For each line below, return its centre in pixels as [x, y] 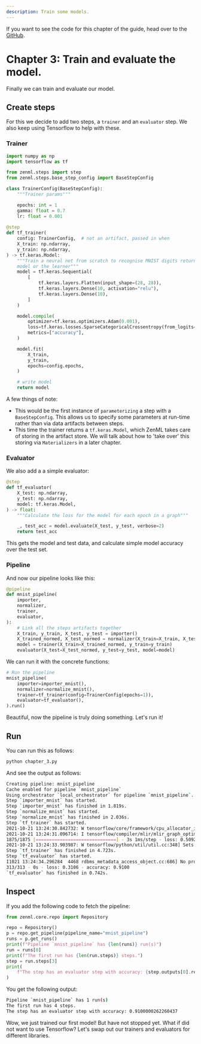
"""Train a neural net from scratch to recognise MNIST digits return [107, 261]
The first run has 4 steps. [41, 1006]
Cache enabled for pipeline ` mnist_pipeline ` [64, 789]
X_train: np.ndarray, [44, 244]
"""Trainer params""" [44, 194]
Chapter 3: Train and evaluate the [91, 59]
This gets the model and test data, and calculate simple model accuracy [95, 543]
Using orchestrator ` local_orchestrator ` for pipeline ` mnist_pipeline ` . [100, 795]
